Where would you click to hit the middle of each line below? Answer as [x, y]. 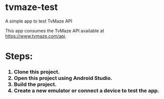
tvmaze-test [32, 7]
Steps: [19, 56]
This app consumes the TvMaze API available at [55, 30]
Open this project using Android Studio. [63, 78]
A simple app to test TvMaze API [39, 21]
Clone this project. [37, 72]
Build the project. [35, 84]
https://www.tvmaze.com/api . [36, 36]
